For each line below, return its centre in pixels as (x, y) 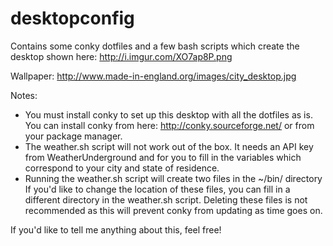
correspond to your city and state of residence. (122, 168)
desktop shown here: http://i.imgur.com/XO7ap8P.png (121, 56)
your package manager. (73, 136)
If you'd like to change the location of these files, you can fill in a (157, 189)
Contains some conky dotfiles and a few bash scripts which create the (155, 46)
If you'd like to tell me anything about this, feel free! (116, 229)
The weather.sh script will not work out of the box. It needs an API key (169, 146)
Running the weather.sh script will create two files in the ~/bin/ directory (173, 178)
